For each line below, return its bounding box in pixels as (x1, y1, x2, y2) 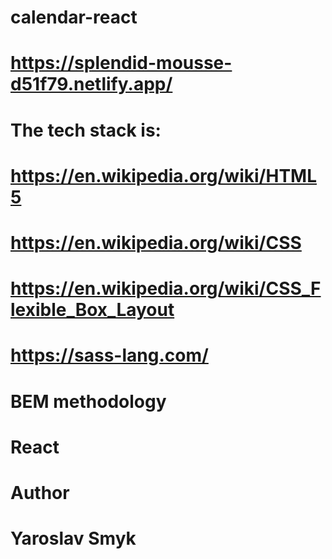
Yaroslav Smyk (10, 527, 137, 550)
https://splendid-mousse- (10, 52, 233, 75)
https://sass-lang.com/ (10, 344, 209, 367)
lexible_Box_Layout (10, 299, 175, 321)
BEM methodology (10, 390, 167, 413)
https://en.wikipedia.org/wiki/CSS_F (10, 277, 322, 300)
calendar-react (10, 6, 138, 29)
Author (10, 481, 70, 504)
